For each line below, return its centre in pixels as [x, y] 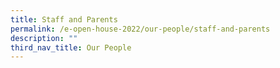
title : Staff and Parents [64, 19]
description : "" [44, 38]
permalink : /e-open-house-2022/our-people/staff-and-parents [140, 29]
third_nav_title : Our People [71, 47]
